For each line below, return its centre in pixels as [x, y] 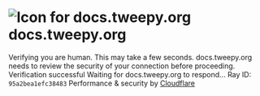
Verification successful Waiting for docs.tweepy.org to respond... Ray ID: [130, 74]
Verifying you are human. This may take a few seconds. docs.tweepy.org [130, 57]
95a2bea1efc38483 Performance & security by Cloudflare [102, 83]
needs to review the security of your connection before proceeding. [122, 66]
